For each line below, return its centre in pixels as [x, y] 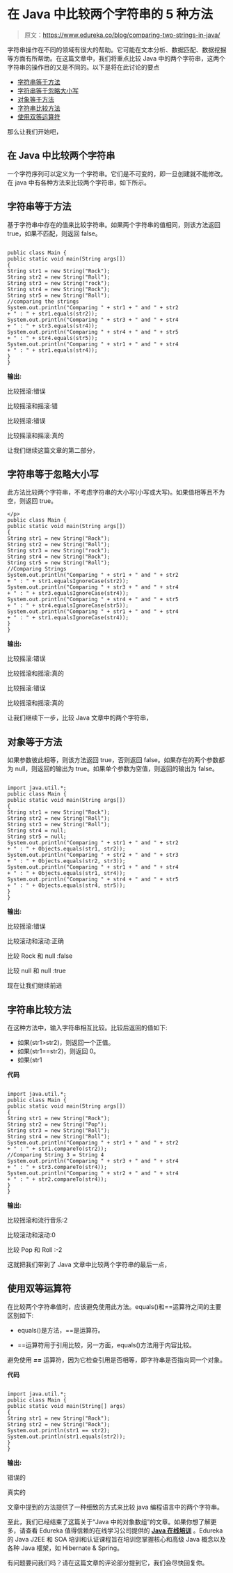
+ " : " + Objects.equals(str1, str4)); [67, 874]
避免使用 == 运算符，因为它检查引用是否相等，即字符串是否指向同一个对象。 [116, 1360]
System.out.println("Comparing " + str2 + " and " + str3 [93, 855]
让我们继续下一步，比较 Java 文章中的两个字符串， [80, 718]
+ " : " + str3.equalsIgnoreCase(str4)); [68, 594]
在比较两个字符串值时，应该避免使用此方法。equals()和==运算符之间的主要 [114, 1306]
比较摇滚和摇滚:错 [33, 405]
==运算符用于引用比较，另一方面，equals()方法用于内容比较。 [106, 1345]
